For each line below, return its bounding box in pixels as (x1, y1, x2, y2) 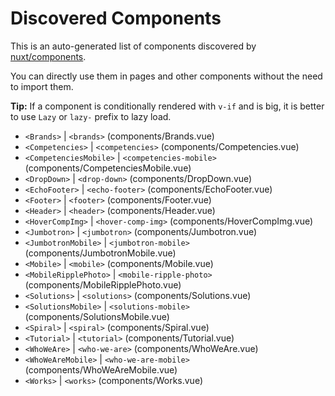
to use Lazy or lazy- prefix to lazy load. (10, 110, 172, 122)
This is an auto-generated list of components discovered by (10, 40, 257, 52)
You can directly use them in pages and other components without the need (10, 70, 323, 82)
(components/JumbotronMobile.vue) (24, 247, 177, 259)
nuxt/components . (10, 50, 87, 62)
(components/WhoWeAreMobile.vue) (24, 363, 178, 376)
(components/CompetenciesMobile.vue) (24, 162, 192, 174)
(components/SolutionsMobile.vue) (24, 310, 170, 322)
